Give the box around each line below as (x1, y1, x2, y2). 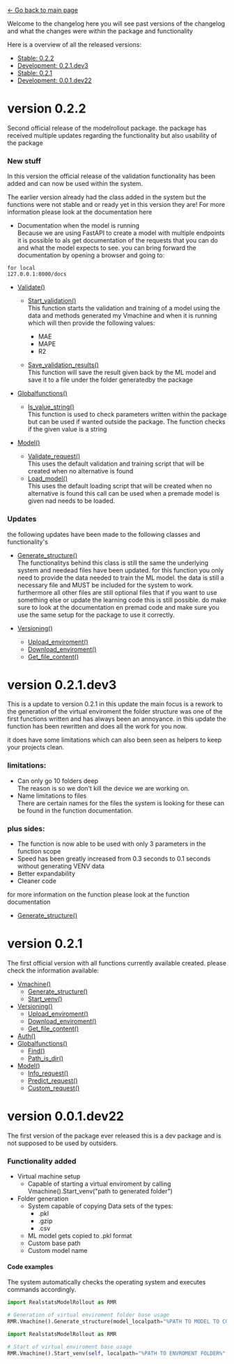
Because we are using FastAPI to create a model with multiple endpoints (17, 229, 225, 237)
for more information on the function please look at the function (7, 891, 190, 899)
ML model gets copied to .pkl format (27, 1232, 132, 1240)
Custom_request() (27, 1084, 80, 1092)
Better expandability (17, 870, 75, 878)
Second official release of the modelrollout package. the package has (7, 124, 207, 132)
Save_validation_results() (27, 361, 100, 369)
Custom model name (27, 1247, 88, 1255)
